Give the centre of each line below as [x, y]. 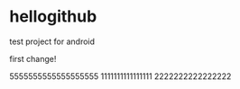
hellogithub [53, 17]
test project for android [52, 41]
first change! [33, 58]
